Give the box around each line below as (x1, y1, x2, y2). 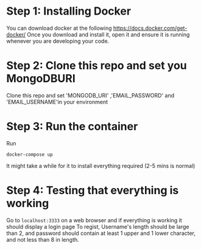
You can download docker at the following (6, 24, 112, 32)
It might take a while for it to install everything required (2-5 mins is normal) (6, 162, 196, 169)
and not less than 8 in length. (6, 236, 79, 243)
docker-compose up (6, 151, 53, 158)
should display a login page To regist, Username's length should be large (6, 223, 189, 230)
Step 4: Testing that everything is (6, 184, 179, 197)
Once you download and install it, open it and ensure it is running (27, 30, 190, 38)
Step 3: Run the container (6, 120, 138, 133)
